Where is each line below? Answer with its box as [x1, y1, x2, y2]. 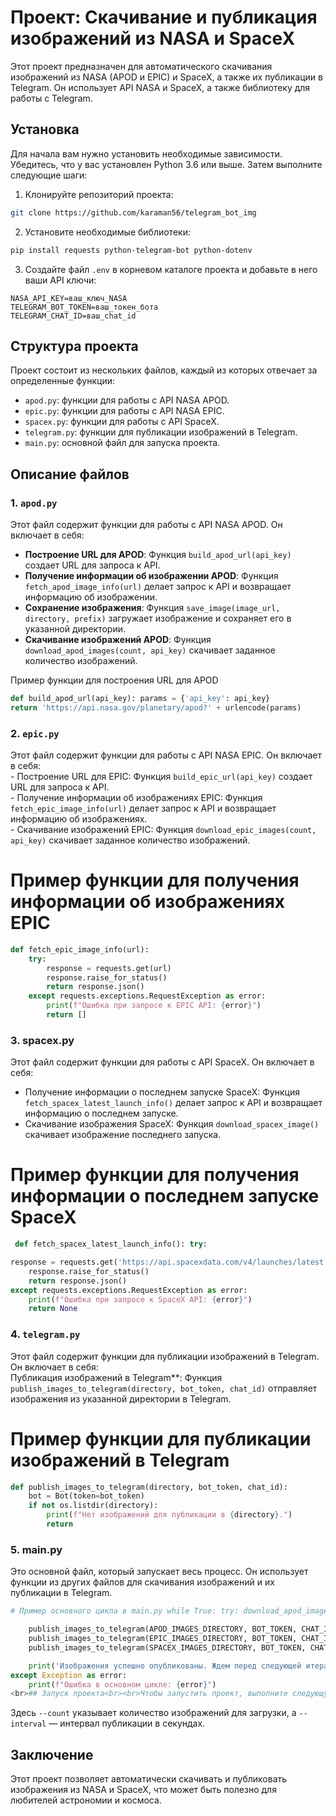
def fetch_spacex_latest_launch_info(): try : [14, 1239, 208, 1250]
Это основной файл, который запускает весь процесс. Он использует [10, 1566, 309, 1578]
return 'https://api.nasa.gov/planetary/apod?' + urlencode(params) [10, 702, 302, 713]
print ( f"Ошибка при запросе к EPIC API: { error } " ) [46, 1001, 262, 1011]
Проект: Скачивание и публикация [10, 6, 318, 29]
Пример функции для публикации [10, 1427, 312, 1450]
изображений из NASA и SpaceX [10, 27, 296, 50]
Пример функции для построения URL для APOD [10, 674, 219, 686]
